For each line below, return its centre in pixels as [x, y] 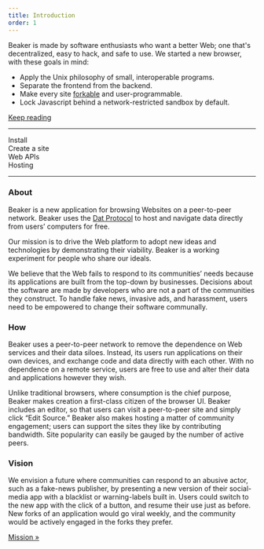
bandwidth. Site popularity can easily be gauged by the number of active [126, 435]
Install [18, 140]
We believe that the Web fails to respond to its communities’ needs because [131, 273]
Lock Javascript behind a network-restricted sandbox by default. [125, 102]
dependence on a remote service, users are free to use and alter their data [129, 369]
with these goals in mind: [48, 62]
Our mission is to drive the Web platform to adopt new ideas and [112, 241]
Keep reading [30, 117]
